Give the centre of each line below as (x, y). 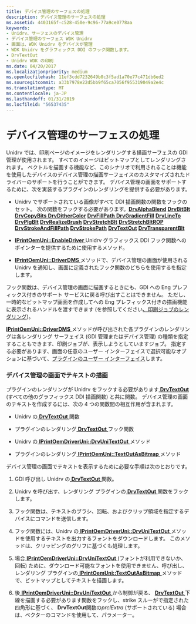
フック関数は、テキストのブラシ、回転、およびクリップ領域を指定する (99, 511)
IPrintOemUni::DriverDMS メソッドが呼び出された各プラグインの (85, 329)
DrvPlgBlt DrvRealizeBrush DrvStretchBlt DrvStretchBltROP (89, 222)
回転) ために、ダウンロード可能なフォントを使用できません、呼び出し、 (101, 565)
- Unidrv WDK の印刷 (30, 61)
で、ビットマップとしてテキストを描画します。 (71, 580)
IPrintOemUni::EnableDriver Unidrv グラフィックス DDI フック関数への (100, 240)
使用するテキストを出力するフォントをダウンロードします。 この (102, 538)
